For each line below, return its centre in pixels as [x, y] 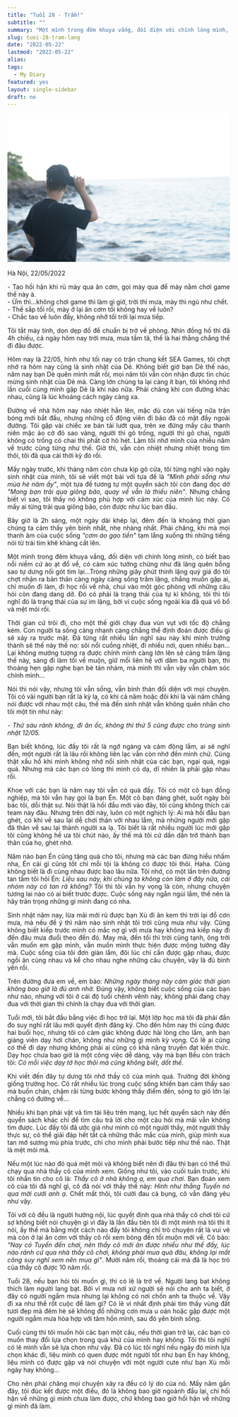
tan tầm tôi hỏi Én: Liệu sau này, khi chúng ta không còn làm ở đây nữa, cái [119, 879]
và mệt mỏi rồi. [29, 609]
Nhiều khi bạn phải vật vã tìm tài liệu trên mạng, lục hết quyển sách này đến [119, 1113]
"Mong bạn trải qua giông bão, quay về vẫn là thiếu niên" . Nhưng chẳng [119, 492]
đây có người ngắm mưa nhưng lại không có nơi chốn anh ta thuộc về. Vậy [119, 1296]
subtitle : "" [26, 22]
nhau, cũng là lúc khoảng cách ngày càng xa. [73, 397]
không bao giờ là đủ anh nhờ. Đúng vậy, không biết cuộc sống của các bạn [119, 989]
